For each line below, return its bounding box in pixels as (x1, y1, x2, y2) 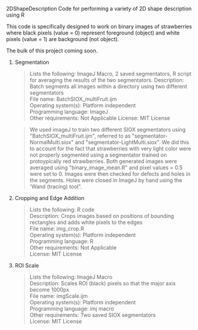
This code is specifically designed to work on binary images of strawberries (6, 23, 192, 30)
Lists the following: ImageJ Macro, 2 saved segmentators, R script (29, 70, 192, 77)
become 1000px (29, 286, 70, 293)
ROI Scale (14, 262, 39, 269)
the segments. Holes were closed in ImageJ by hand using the (29, 177, 183, 183)
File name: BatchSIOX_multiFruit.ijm (29, 95, 117, 102)
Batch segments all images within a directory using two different (29, 83, 187, 90)
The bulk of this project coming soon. (6, 47, 98, 54)
